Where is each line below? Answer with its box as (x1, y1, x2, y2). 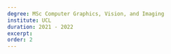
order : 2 (7, 36, 33, 43)
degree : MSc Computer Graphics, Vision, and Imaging (7, 10, 165, 18)
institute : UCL (7, 17, 52, 24)
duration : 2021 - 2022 (7, 23, 74, 30)
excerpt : (7, 29, 33, 37)
